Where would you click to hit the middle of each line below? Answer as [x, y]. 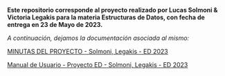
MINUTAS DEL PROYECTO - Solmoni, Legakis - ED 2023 [88, 51]
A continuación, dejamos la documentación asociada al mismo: [98, 38]
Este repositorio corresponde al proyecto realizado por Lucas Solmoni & [112, 10]
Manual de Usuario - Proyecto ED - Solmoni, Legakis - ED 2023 [98, 65]
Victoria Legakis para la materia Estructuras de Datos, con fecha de [106, 17]
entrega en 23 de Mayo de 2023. [55, 25]
